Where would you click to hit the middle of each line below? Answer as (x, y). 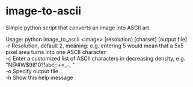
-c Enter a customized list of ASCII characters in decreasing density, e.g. (96, 58)
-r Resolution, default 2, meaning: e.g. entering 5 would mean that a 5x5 (95, 46)
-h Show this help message (39, 77)
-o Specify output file (32, 71)
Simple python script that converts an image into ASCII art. (78, 28)
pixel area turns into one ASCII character (56, 52)
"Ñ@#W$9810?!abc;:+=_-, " (40, 65)
